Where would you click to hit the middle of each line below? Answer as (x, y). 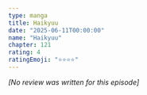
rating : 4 (25, 52)
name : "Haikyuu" (35, 38)
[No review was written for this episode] (74, 82)
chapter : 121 (30, 45)
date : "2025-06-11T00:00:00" (56, 30)
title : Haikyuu (33, 23)
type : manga (28, 15)
